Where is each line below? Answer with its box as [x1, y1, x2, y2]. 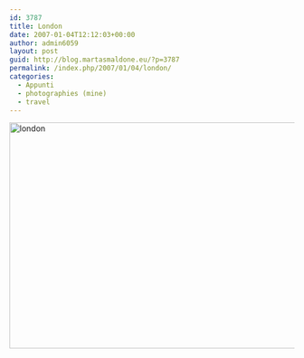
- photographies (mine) [17, 89, 107, 98]
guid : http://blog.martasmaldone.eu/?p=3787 [9, 55, 180, 64]
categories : [9, 72, 54, 81]
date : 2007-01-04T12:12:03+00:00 [9, 30, 136, 39]
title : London [9, 22, 63, 31]
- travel [17, 97, 51, 107]
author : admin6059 [9, 38, 79, 48]
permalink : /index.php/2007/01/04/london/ [9, 64, 172, 73]
